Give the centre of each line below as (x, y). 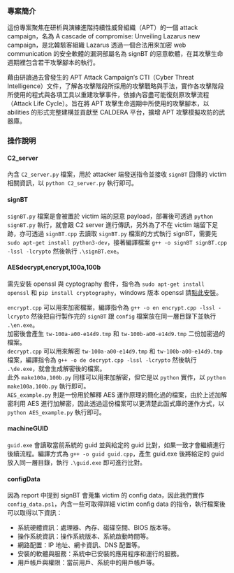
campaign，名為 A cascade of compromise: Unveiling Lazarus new (104, 36)
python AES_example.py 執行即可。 (57, 412)
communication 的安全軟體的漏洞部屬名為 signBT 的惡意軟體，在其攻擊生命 (115, 54)
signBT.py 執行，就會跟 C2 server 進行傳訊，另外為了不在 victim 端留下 (110, 224)
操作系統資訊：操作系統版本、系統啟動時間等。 (85, 537)
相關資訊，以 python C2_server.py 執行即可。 (72, 183)
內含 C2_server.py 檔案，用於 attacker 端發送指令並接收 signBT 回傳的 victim (117, 174)
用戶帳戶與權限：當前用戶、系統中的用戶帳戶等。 (88, 563)
